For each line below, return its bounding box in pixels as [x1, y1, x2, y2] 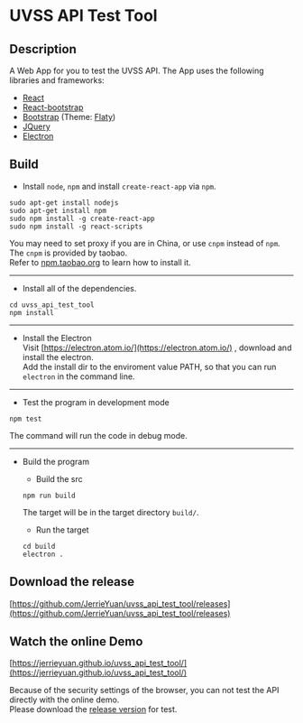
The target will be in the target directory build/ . [22, 506, 199, 517]
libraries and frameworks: [9, 75, 106, 86]
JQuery [22, 121, 51, 132]
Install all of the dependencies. [22, 283, 137, 293]
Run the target [35, 524, 89, 535]
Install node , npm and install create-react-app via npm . [22, 181, 216, 191]
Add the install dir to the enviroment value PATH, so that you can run [22, 361, 277, 372]
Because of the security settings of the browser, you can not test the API [9, 685, 280, 696]
